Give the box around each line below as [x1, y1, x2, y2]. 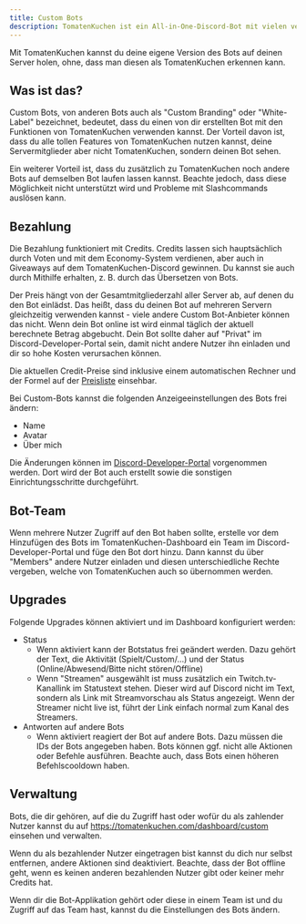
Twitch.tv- [238, 672, 277, 683]
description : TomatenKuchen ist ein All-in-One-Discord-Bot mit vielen [9, 22, 287, 31]
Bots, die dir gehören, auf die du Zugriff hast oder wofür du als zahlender [9, 810, 284, 821]
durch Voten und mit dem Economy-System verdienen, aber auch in [9, 252, 264, 264]
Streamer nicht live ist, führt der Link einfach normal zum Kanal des [36, 702, 290, 713]
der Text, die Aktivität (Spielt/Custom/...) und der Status [36, 653, 245, 664]
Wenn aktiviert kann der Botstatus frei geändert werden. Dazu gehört [36, 643, 296, 654]
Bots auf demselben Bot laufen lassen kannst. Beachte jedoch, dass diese [9, 173, 287, 184]
